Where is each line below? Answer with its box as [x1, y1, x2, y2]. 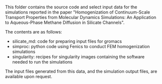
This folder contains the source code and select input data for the [5, 4, 138, 10]
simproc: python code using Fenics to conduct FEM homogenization [12, 44, 150, 49]
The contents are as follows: [5, 29, 62, 34]
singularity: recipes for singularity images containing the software [12, 54, 145, 60]
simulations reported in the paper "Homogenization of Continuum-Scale [5, 9, 150, 15]
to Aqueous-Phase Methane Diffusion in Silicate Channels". [5, 19, 125, 25]
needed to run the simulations [12, 59, 72, 65]
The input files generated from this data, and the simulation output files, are [5, 68, 158, 74]
